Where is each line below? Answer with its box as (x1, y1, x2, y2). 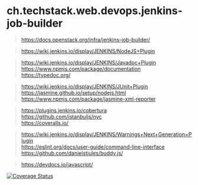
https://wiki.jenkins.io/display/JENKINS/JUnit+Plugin (21, 82, 148, 90)
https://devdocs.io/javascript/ (21, 161, 93, 168)
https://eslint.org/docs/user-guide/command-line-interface (21, 143, 165, 150)
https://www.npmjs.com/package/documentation (21, 65, 141, 72)
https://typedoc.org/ (21, 71, 71, 78)
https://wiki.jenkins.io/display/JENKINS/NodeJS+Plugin (21, 47, 156, 54)
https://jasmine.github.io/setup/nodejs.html (21, 89, 126, 96)
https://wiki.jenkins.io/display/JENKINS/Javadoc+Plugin (21, 59, 157, 66)
